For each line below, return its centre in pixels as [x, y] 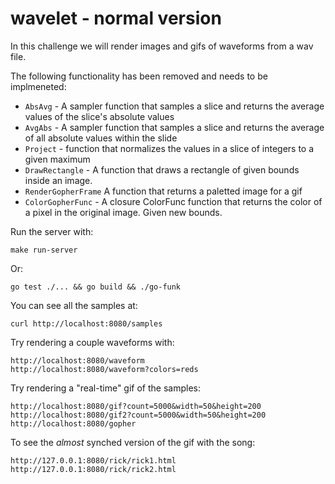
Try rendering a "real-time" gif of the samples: [105, 388]
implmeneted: [38, 86]
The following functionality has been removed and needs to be [139, 76]
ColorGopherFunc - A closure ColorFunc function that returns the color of [173, 201]
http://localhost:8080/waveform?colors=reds [104, 369]
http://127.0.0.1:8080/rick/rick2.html [93, 469]
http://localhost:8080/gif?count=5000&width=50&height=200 [136, 406]
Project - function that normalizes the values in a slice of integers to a [169, 148]
